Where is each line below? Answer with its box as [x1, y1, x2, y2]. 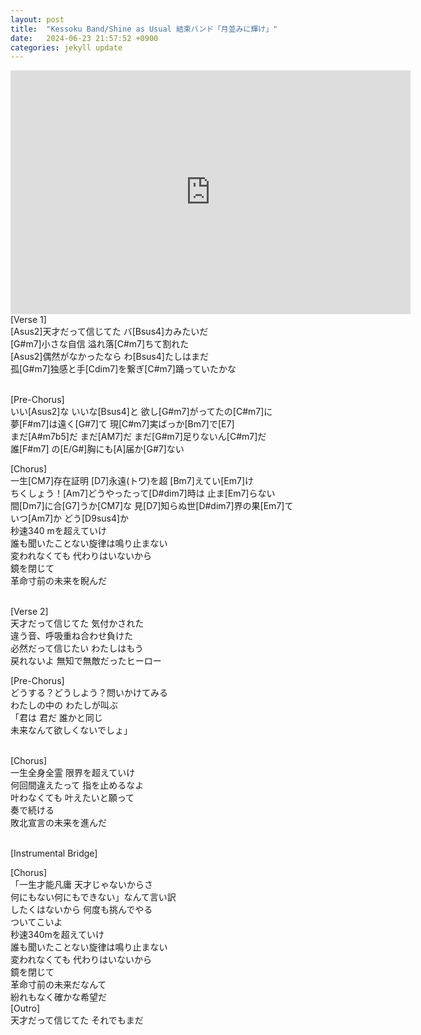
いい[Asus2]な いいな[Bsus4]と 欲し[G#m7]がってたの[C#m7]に [10, 406, 273, 418]
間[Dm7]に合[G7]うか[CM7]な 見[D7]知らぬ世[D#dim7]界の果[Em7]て [10, 500, 294, 512]
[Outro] [10, 1002, 41, 1015]
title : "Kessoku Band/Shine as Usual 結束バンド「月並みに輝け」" [10, 24, 278, 34]
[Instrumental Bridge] [10, 847, 98, 860]
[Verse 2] [10, 606, 49, 618]
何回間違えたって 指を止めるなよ [10, 779, 145, 791]
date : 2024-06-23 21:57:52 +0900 [10, 33, 159, 43]
